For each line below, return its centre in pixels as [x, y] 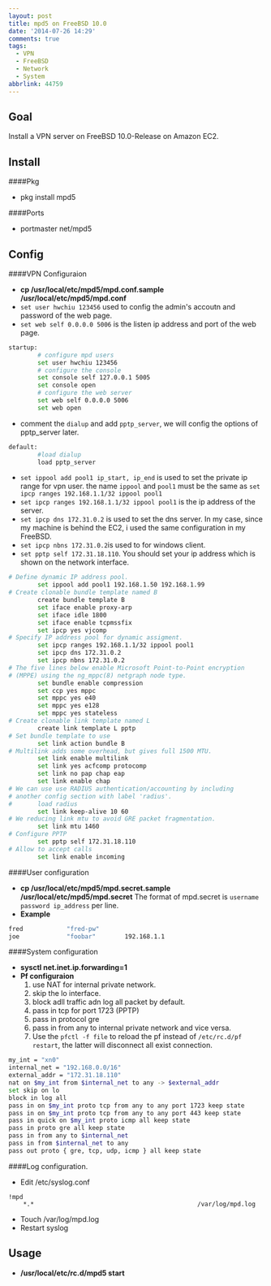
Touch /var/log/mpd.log [60, 1219]
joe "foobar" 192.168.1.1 [86, 936]
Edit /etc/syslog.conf [55, 1182]
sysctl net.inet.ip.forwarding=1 [73, 968]
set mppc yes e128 [69, 706]
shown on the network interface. [75, 562]
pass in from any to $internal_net [69, 1136]
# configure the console [80, 370]
